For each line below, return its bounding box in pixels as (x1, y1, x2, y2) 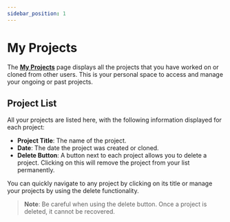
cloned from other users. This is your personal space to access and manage (7, 70, 224, 78)
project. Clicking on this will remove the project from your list (17, 158, 190, 167)
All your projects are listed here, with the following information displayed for (7, 115, 222, 124)
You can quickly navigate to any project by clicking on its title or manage (7, 179, 213, 187)
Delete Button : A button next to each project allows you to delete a (17, 151, 207, 160)
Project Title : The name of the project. (17, 136, 127, 145)
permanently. (17, 166, 55, 174)
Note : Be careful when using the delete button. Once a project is (23, 200, 207, 208)
